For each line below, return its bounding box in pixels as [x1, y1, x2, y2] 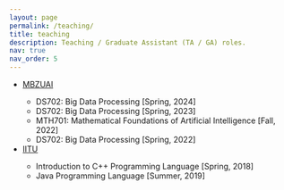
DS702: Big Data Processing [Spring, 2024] [35, 96, 196, 107]
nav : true [9, 46, 47, 55]
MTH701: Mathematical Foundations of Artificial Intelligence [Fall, [35, 115, 276, 126]
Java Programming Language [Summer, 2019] [35, 170, 206, 181]
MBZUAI [22, 79, 54, 89]
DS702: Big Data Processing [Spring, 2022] [35, 135, 196, 145]
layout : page [9, 12, 58, 22]
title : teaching [9, 29, 70, 38]
